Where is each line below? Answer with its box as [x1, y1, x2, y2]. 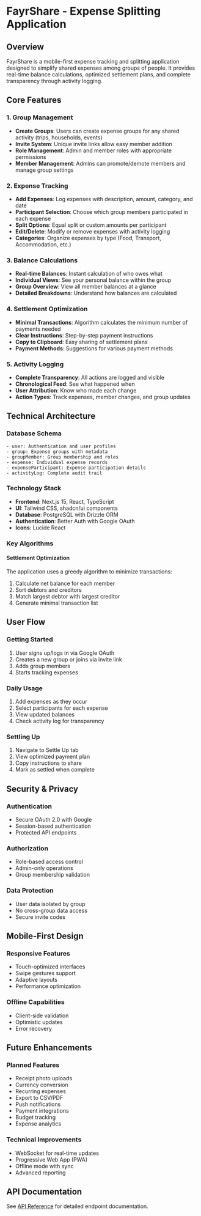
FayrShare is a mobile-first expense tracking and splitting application [6, 58, 180, 65]
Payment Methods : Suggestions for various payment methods [15, 344, 173, 352]
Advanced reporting [15, 1169, 66, 1176]
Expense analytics [15, 1120, 62, 1127]
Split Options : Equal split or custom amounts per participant [15, 221, 167, 229]
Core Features [6, 95, 62, 105]
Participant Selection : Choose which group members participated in [15, 208, 188, 215]
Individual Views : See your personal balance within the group [15, 276, 172, 284]
